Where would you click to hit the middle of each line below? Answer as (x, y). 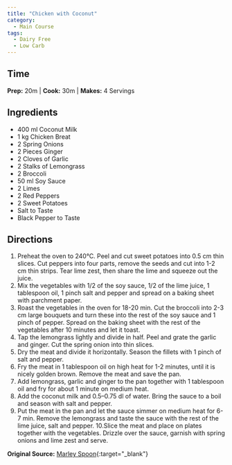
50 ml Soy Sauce (41, 180)
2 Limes (28, 188)
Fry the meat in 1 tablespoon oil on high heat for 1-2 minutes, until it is (116, 367)
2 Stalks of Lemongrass (51, 166)
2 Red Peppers (38, 196)
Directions (30, 240)
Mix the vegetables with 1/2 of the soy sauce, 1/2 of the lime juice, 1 (113, 286)
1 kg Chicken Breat (44, 137)
